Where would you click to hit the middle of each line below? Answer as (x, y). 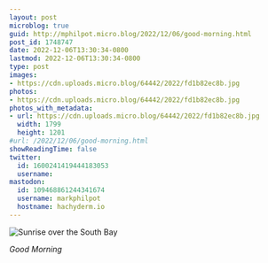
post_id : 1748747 (41, 42)
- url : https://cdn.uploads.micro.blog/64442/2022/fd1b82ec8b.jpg (134, 116)
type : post (29, 67)
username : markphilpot (59, 199)
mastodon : (28, 182)
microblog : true (39, 26)
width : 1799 (39, 125)
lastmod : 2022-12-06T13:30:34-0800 (75, 58)
